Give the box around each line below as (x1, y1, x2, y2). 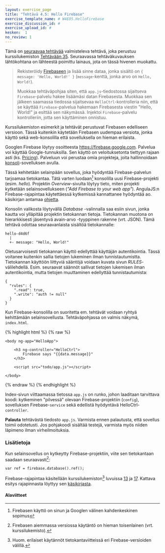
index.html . (5, 319, 28, 325)
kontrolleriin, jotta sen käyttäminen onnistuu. (17, 114, 107, 120)
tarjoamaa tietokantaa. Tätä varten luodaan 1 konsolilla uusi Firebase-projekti (5, 174, 159, 181)
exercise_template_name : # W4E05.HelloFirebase (5, 16, 105, 21)
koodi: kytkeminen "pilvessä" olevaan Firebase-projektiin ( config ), (5, 396, 139, 402)
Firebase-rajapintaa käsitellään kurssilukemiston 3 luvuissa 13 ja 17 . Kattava (5, 475, 156, 482)
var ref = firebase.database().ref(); (5, 466, 84, 471)
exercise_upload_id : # (5, 26, 52, 31)
